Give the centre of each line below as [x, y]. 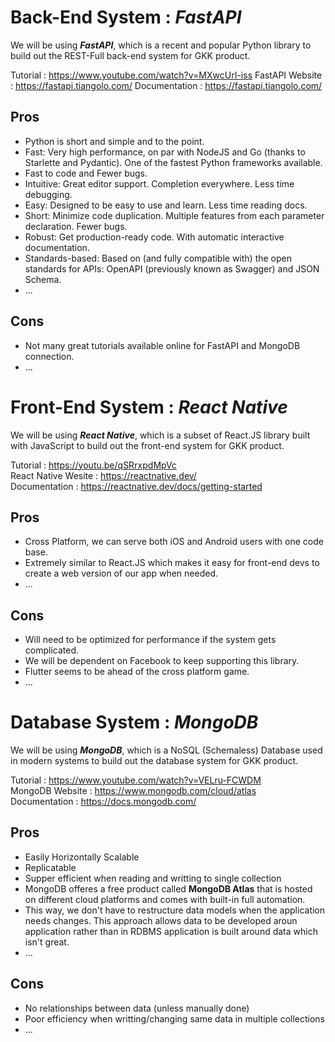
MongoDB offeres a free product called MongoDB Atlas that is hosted [168, 888]
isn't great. [47, 942]
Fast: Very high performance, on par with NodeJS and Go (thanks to [165, 152]
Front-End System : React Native [149, 407]
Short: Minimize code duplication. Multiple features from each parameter [174, 215]
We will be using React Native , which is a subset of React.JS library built [160, 435]
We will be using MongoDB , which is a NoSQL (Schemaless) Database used [166, 750]
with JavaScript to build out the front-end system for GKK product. [147, 445]
